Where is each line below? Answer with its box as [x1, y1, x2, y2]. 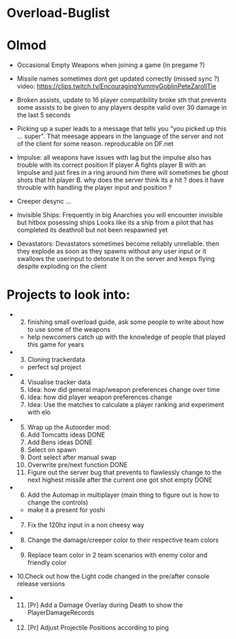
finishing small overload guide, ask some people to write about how [27, 318, 224, 326]
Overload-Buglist [6, 5, 110, 21]
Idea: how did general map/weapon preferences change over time [27, 386, 220, 394]
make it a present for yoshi [27, 506, 105, 514]
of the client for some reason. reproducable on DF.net [16, 139, 174, 148]
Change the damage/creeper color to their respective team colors [27, 536, 219, 544]
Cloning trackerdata [27, 355, 85, 364]
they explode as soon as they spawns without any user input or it [16, 247, 206, 255]
